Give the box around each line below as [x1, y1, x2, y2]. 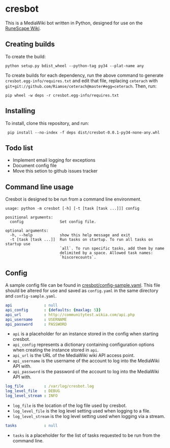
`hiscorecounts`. [59, 255, 96, 260]
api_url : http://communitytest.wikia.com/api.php [5, 312, 135, 317]
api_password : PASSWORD [5, 322, 67, 327]
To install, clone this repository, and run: [5, 120, 89, 126]
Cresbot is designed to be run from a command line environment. [5, 196, 142, 202]
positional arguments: [5, 215, 53, 220]
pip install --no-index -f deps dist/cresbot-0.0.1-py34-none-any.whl [7, 130, 160, 135]
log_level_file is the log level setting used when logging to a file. [12, 408, 151, 414]
